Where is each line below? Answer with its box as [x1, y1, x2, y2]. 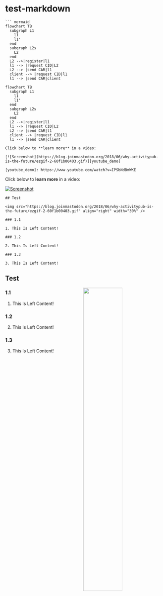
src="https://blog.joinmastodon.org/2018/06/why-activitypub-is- [16, 204, 154, 209]
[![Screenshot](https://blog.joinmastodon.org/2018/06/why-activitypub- [5, 154, 159, 159]
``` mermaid [5, 19, 30, 24]
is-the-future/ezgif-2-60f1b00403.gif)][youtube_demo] [5, 159, 121, 164]
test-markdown [5, 3, 71, 14]
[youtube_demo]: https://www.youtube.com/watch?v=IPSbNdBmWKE [5, 167, 136, 172]
